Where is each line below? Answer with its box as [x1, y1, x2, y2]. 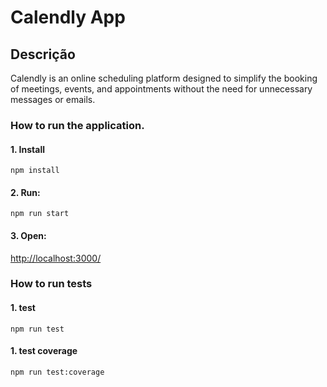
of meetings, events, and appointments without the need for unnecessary [10, 83, 313, 95]
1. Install [10, 143, 45, 155]
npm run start [10, 209, 70, 219]
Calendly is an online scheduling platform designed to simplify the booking [10, 72, 318, 84]
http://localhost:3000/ [10, 252, 102, 264]
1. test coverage [10, 345, 78, 357]
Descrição [10, 46, 76, 63]
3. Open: [10, 229, 47, 241]
